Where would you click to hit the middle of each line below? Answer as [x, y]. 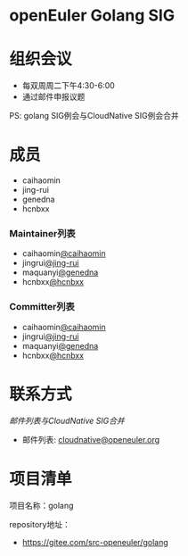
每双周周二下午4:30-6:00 [69, 86]
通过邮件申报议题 [53, 97]
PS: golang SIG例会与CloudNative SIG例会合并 [94, 116]
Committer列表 [42, 307]
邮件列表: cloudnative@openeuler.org [91, 439]
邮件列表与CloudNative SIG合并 [67, 420]
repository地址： [40, 524]
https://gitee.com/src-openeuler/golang [95, 542]
